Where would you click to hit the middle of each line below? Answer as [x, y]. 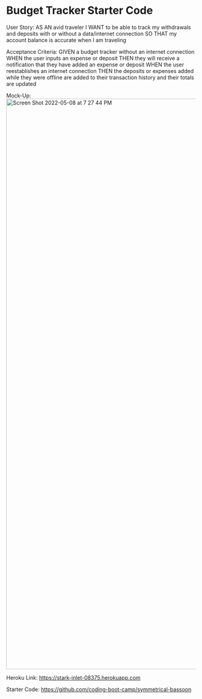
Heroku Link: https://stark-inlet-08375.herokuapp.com [73, 677]
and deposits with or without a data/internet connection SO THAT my [92, 33]
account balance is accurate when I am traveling [66, 40]
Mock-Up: [19, 95]
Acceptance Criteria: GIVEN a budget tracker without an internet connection [100, 51]
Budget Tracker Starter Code [80, 11]
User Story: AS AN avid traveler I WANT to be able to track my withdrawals [99, 27]
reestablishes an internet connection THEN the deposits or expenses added [100, 71]
